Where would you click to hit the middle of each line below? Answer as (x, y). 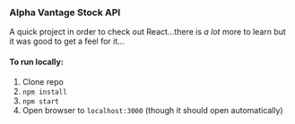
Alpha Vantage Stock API (65, 12)
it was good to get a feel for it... (67, 41)
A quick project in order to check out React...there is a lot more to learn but (148, 32)
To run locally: (37, 62)
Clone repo (43, 81)
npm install (44, 92)
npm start (41, 101)
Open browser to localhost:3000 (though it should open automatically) (153, 110)
